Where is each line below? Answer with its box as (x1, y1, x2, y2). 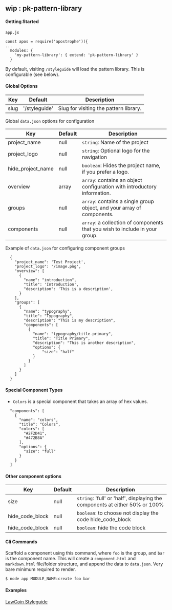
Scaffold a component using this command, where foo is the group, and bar (5, 550, 165, 556)
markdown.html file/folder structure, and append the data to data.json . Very (5, 561, 163, 567)
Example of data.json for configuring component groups (5, 245, 125, 251)
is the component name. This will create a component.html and (5, 556, 136, 562)
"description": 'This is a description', (24, 286, 114, 292)
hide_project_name (8, 165, 54, 172)
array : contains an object (81, 177, 142, 184)
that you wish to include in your (81, 225, 157, 233)
